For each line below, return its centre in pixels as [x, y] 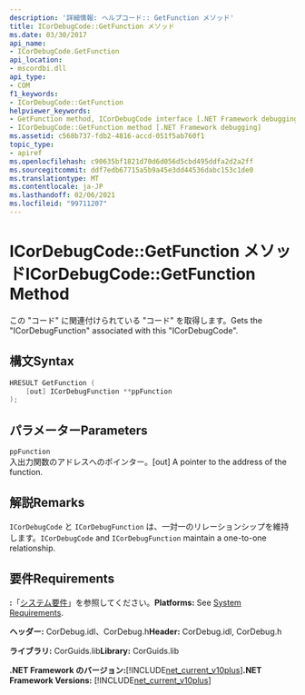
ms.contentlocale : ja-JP [56, 187]
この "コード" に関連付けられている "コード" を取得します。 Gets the [136, 320]
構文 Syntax [42, 361]
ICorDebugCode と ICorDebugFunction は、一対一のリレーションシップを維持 [149, 526]
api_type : [28, 77]
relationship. [33, 548]
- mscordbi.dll [38, 69]
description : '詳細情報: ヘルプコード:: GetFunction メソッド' [122, 18]
